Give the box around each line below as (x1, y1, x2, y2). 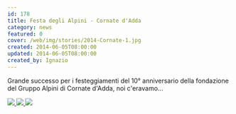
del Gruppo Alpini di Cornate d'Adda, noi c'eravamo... (7, 83, 163, 93)
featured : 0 (7, 30, 43, 38)
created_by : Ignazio (7, 57, 69, 64)
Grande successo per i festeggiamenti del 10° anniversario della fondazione (7, 76, 229, 85)
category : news (7, 24, 53, 31)
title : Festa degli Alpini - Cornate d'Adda (7, 17, 141, 24)
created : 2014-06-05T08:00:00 (7, 43, 97, 51)
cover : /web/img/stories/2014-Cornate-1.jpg (7, 37, 141, 44)
